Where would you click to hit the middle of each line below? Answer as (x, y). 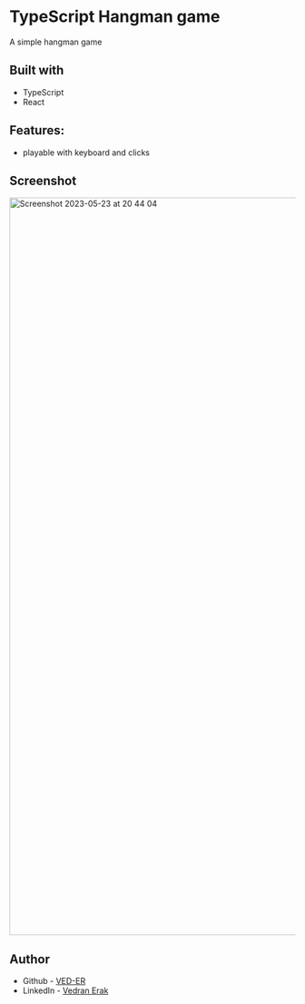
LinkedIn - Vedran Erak (65, 990)
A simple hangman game (56, 42)
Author (30, 959)
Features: (37, 130)
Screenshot (43, 180)
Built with (37, 70)
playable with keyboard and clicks (86, 153)
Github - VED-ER (54, 981)
